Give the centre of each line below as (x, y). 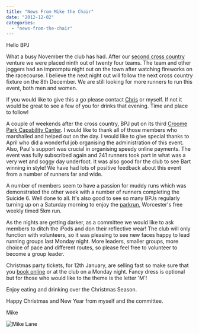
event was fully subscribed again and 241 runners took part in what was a (96, 156)
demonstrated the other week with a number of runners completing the (93, 192)
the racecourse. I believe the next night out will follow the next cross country (99, 75)
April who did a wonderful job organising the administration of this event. (95, 142)
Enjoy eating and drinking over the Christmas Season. (72, 290)
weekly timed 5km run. (34, 211)
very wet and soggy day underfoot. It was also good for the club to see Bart (99, 161)
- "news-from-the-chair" (42, 28)
